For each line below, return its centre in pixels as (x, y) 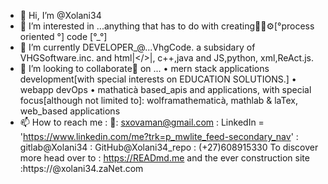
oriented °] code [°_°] (63, 36)
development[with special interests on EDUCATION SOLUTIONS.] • (158, 79)
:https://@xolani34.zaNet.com (81, 168)
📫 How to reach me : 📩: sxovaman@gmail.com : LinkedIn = (142, 122)
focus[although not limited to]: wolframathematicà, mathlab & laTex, (158, 100)
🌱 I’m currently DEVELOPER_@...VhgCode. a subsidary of (137, 47)
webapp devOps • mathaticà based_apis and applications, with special (165, 89)
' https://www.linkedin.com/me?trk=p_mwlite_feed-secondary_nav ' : (159, 136)
